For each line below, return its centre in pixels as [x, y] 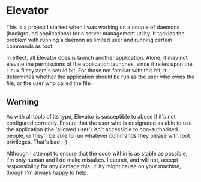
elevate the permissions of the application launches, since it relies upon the [100, 64]
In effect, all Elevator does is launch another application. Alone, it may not [97, 57]
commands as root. [30, 46]
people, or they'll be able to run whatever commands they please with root [98, 135]
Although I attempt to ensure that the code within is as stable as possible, [97, 153]
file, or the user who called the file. [49, 83]
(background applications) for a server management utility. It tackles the [95, 33]
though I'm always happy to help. [47, 172]
